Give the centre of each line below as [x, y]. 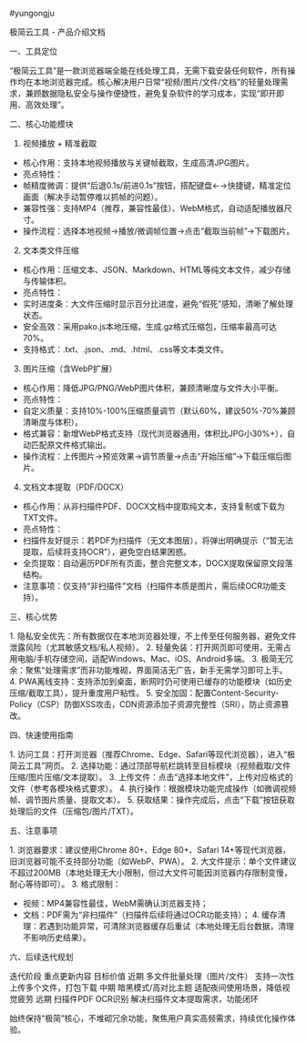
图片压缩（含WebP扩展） [70, 369]
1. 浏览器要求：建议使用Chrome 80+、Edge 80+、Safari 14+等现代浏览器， [150, 850]
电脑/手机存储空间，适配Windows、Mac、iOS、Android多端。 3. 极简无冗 [155, 658]
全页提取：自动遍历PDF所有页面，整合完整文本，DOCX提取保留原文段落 [158, 563]
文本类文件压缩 [51, 250]
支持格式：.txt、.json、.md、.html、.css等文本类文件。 [126, 349]
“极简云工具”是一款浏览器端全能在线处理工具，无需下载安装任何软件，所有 [149, 71]
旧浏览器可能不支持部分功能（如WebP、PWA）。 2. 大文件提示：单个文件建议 [153, 861]
